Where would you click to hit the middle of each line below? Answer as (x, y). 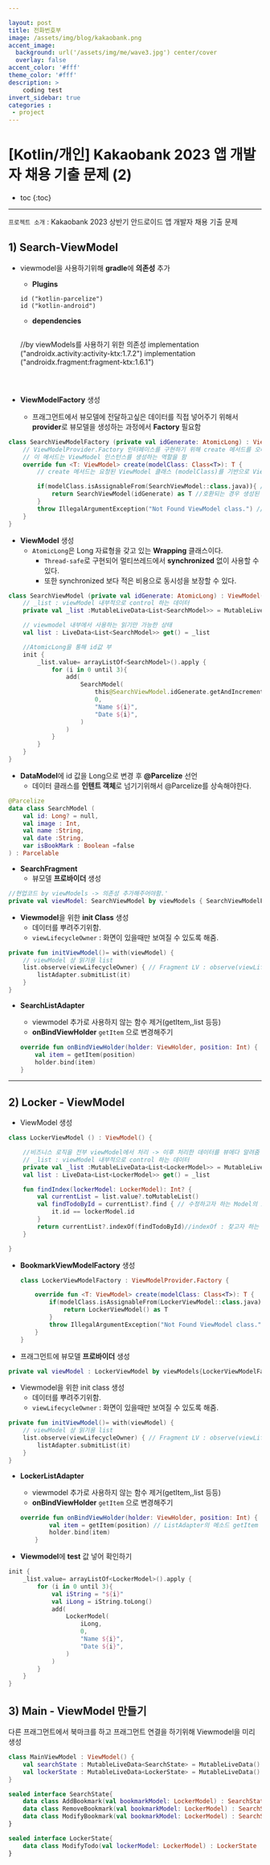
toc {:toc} (36, 198)
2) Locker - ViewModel (67, 1102)
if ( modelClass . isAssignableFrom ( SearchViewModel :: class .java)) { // (152, 487)
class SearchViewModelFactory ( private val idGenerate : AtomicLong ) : (129, 442)
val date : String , (53, 838)
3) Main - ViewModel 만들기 (78, 1711)
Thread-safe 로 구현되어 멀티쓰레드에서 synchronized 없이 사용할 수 (151, 561)
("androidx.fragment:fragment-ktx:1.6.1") (87, 362)
